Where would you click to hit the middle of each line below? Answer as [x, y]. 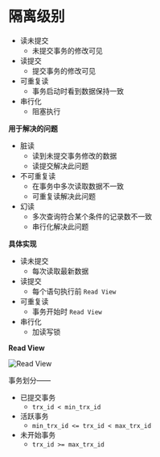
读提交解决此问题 [60, 166]
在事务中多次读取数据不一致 [78, 186]
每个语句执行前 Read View [74, 291]
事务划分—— [29, 380]
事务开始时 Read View [67, 311]
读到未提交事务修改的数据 [74, 155]
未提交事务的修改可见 [67, 50]
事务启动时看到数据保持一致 [78, 91]
